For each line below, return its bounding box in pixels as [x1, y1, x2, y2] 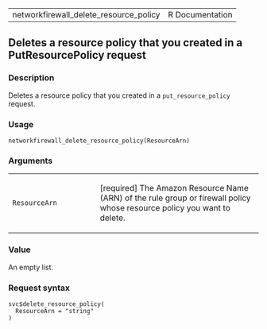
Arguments [8, 155, 53, 166]
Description [8, 72, 55, 83]
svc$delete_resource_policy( [8, 300, 105, 308]
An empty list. [8, 262, 54, 272]
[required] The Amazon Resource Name [99, 183, 249, 194]
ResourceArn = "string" [15, 307, 94, 315]
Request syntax [8, 282, 70, 293]
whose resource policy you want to [99, 203, 230, 214]
